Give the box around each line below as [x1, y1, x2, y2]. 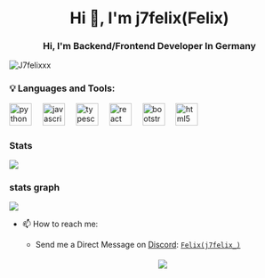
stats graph [9, 182, 60, 193]
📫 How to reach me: [21, 218, 99, 230]
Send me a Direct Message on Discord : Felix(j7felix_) [35, 240, 241, 250]
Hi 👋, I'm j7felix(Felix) [69, 8, 229, 29]
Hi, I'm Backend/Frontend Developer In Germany [43, 40, 256, 53]
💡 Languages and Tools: [9, 82, 116, 94]
